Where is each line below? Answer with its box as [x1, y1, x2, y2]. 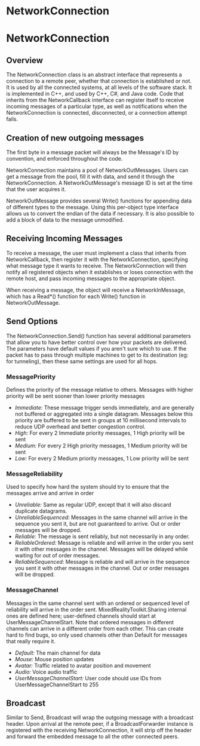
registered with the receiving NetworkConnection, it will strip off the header [6, 727, 192, 734]
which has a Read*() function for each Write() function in [6, 293, 146, 300]
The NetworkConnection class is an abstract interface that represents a [6, 71, 182, 78]
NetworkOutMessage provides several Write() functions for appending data [6, 197, 192, 204]
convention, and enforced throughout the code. [6, 155, 123, 162]
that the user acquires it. [6, 186, 66, 192]
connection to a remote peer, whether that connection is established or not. [6, 78, 192, 85]
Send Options [6, 317, 59, 327]
